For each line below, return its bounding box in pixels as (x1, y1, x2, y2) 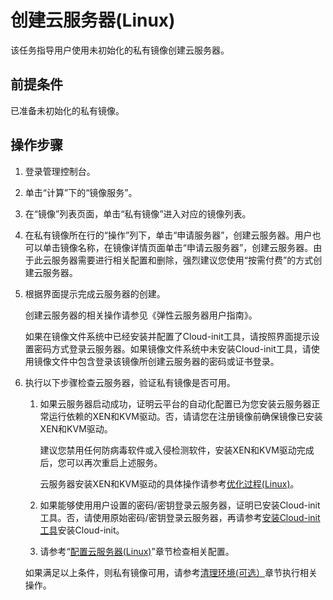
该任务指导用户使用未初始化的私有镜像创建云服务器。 (10, 44, 230, 56)
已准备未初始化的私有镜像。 (10, 104, 125, 116)
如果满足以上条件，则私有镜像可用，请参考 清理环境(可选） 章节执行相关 (24, 566, 318, 578)
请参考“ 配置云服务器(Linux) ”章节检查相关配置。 (39, 545, 235, 557)
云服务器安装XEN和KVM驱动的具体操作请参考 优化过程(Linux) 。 (39, 477, 300, 490)
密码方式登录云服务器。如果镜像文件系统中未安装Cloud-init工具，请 (33, 342, 312, 355)
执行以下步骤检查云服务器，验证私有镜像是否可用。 (24, 376, 236, 388)
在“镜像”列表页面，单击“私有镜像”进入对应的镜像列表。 (24, 207, 252, 220)
